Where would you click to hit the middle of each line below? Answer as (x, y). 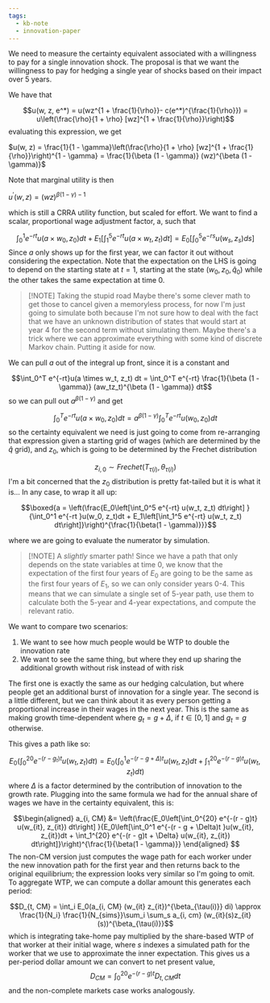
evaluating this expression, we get (65, 132)
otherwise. (26, 728)
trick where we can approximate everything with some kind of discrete (145, 338)
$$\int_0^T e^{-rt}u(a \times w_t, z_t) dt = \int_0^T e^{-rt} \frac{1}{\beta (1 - (135, 379)
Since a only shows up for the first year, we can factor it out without (121, 253)
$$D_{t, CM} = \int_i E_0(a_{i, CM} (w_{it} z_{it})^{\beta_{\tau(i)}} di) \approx (135, 906)
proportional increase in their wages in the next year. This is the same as (129, 709)
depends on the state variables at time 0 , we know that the (125, 564)
